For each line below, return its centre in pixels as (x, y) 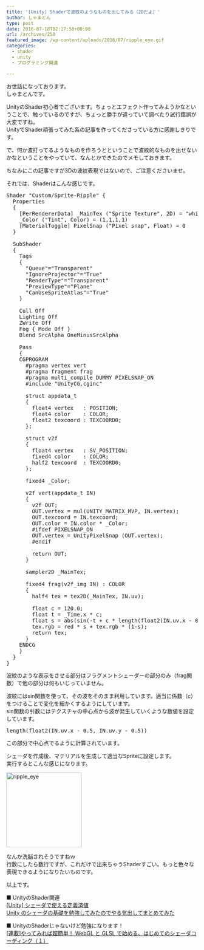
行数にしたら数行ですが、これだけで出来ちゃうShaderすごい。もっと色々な (100, 864)
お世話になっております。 (38, 86)
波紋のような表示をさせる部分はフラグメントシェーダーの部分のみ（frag (97, 675)
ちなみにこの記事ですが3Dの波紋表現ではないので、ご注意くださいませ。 (97, 170)
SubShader (27, 244)
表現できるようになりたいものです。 (51, 872)
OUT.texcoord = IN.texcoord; (75, 517)
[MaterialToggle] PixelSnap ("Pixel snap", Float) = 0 (103, 226)
